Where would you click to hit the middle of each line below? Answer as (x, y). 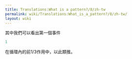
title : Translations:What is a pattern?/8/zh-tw (55, 9)
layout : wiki (18, 18)
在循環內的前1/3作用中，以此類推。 (40, 52)
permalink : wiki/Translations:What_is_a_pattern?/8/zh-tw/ (66, 14)
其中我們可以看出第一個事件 (33, 33)
